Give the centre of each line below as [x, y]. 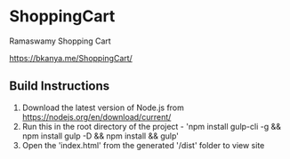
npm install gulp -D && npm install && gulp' [101, 136]
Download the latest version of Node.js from [103, 107]
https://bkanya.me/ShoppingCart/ [71, 58]
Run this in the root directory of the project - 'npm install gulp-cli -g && [152, 126]
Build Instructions [60, 86]
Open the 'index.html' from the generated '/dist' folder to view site [143, 145]
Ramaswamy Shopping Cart [60, 41]
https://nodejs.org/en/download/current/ [97, 116]
